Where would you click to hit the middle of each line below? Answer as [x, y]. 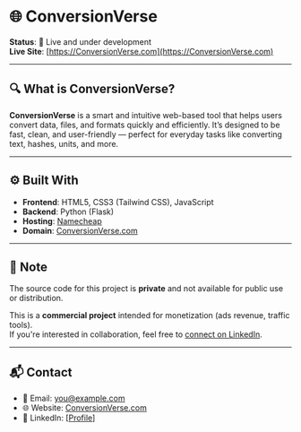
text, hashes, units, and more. [64, 143]
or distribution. [36, 298]
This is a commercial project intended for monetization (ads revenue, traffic [150, 315]
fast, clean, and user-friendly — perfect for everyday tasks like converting [146, 134]
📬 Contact [41, 372]
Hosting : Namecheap [62, 220]
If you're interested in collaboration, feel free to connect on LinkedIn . [136, 334]
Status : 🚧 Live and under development [81, 41]
